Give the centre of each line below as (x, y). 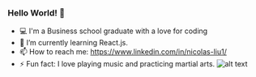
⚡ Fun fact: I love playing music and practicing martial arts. (117, 64)
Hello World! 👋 (36, 13)
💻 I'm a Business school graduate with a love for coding (113, 31)
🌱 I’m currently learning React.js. (74, 43)
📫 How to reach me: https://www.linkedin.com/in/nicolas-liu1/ (123, 52)
